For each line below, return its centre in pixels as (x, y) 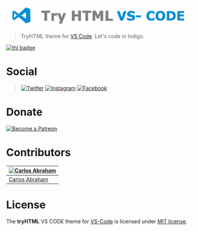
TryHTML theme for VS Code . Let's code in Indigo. (82, 36)
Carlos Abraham (28, 179)
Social (22, 72)
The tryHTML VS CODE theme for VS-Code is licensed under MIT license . (97, 221)
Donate (24, 112)
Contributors (39, 153)
